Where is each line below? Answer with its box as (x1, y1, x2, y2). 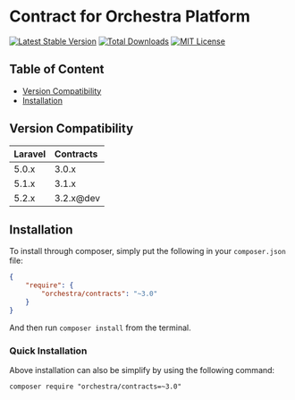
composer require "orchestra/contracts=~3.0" (9, 382, 181, 391)
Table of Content (9, 62, 105, 77)
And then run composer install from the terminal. (9, 322, 192, 333)
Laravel (13, 148, 46, 160)
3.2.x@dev (54, 191, 101, 204)
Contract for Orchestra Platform (9, 6, 250, 27)
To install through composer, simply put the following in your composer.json (9, 246, 286, 257)
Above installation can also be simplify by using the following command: (9, 365, 275, 376)
